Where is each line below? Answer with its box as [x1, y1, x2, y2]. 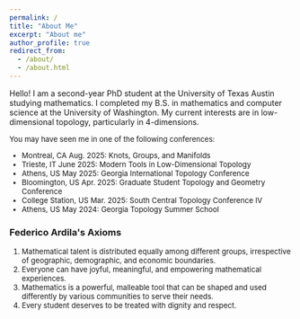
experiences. [22, 273, 67, 284]
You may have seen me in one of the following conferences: [9, 134, 216, 144]
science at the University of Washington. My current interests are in [9, 107, 260, 118]
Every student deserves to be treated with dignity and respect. [22, 300, 237, 311]
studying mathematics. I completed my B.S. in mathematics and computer [9, 97, 283, 108]
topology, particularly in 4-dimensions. [56, 116, 199, 127]
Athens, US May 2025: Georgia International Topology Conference [22, 168, 250, 178]
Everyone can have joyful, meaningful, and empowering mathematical [22, 264, 262, 275]
